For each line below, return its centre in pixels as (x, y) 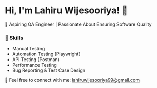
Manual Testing (28, 49)
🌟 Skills (14, 38)
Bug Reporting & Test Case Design (49, 70)
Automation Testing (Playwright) (46, 54)
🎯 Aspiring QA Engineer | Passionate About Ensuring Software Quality (78, 24)
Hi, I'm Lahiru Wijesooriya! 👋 (66, 10)
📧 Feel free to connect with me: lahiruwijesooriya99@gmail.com (72, 80)
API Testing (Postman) (36, 60)
